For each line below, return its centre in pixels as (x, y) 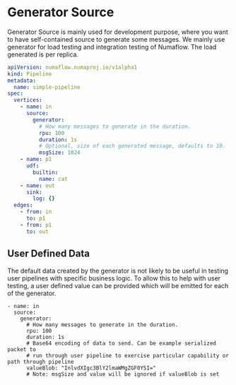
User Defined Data (49, 254)
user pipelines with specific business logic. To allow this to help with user (114, 278)
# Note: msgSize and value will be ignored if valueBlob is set (123, 374)
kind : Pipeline (30, 74)
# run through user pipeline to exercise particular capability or (128, 355)
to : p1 (36, 219)
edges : (23, 206)
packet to (22, 349)
